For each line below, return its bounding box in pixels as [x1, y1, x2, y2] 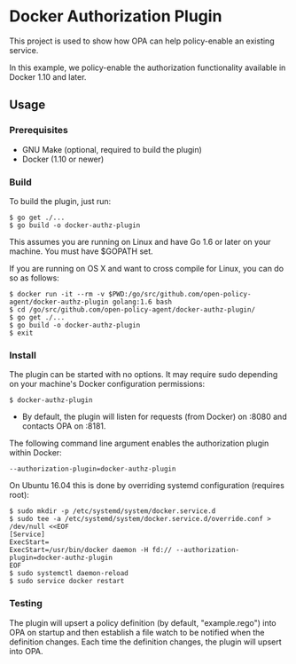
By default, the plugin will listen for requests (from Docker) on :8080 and [21, 411, 287, 423]
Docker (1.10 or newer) [21, 154, 105, 164]
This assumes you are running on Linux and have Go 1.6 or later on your [9, 236, 272, 247]
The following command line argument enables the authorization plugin [9, 438, 269, 449]
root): [9, 490, 29, 501]
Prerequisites [9, 124, 68, 137]
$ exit [9, 328, 34, 337]
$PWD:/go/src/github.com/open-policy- [107, 289, 252, 298]
